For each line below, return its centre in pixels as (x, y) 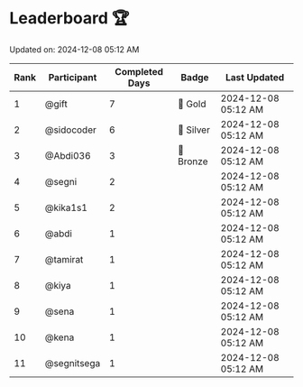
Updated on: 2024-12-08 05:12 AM (74, 49)
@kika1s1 (66, 207)
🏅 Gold (192, 104)
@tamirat (64, 259)
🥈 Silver (193, 130)
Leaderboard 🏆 (69, 18)
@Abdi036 (68, 155)
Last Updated (255, 77)
